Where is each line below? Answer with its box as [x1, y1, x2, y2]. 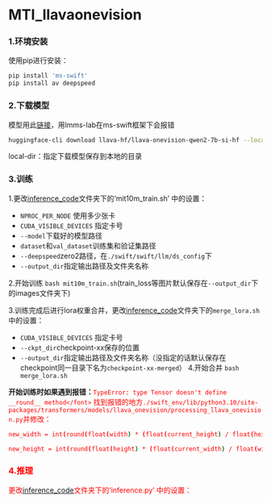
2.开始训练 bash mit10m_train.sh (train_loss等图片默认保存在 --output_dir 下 [8, 278, 259, 288]
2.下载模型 [8, 100, 50, 111]
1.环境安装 [8, 36, 48, 48]
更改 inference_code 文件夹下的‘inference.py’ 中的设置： [8, 485, 192, 495]
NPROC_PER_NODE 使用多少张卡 [19, 210, 115, 220]
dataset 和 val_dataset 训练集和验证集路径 [19, 240, 156, 251]
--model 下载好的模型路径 [19, 231, 102, 240]
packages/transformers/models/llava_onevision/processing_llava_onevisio [8, 405, 262, 414]
